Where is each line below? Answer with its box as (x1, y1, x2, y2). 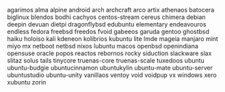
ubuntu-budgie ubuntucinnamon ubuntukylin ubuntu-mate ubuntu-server (7, 64, 213, 72)
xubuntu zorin (7, 78, 47, 86)
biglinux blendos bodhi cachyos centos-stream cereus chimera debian (7, 13, 207, 21)
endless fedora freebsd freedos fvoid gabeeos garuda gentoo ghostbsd (7, 27, 210, 35)
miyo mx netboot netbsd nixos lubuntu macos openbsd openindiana (7, 42, 198, 50)
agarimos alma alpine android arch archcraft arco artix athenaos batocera (7, 6, 215, 14)
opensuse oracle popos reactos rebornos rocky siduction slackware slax (7, 49, 212, 57)
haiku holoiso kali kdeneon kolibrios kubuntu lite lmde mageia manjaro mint (7, 35, 219, 43)
